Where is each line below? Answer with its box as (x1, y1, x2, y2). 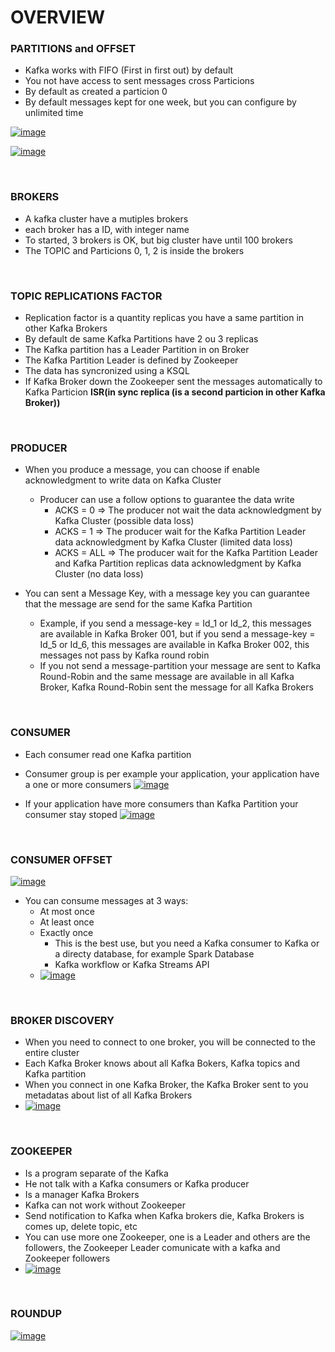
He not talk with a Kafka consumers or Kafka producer (24, 1177, 250, 1190)
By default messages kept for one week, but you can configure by (24, 96, 297, 108)
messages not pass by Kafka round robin (39, 649, 210, 661)
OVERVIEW (10, 6, 106, 29)
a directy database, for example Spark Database (54, 947, 255, 960)
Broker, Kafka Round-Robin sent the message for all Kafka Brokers (39, 681, 314, 693)
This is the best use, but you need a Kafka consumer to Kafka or (54, 937, 320, 949)
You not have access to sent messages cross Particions (24, 75, 255, 87)
